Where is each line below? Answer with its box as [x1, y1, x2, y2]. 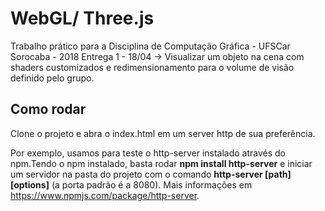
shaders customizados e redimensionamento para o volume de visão [10, 61, 295, 73]
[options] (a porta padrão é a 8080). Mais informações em [10, 178, 253, 191]
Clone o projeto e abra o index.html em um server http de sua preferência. [10, 127, 316, 139]
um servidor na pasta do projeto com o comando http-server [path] [10, 168, 292, 180]
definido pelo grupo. [10, 72, 95, 84]
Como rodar [10, 101, 87, 118]
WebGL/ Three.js [10, 7, 155, 30]
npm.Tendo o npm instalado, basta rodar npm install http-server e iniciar [10, 157, 313, 169]
